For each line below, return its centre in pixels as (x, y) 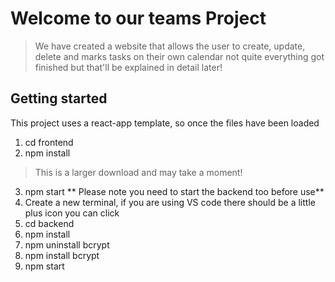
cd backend (49, 223)
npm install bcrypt (62, 255)
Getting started (59, 98)
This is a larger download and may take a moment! (138, 172)
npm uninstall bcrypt (67, 244)
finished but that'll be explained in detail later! (128, 67)
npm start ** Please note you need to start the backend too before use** (174, 191)
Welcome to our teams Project (138, 18)
